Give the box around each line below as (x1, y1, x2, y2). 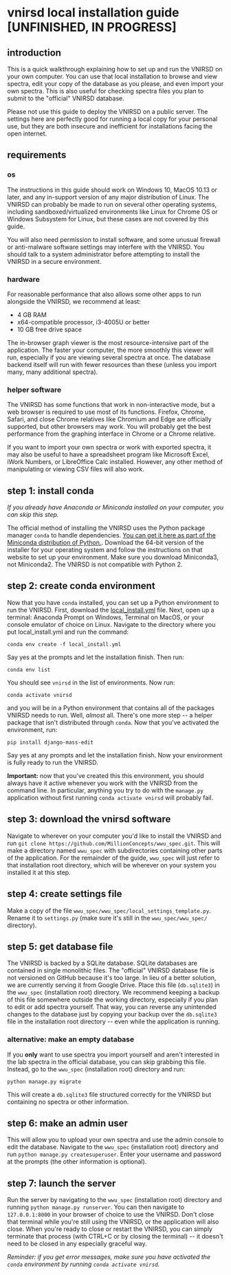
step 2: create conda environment (7, 580, 156, 592)
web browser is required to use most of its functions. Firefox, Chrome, (7, 408, 206, 417)
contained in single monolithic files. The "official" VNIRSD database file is (7, 966, 215, 975)
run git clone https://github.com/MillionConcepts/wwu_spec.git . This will (7, 839, 221, 847)
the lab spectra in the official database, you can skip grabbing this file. (7, 1057, 206, 1066)
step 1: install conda (7, 485, 94, 496)
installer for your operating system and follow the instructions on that (7, 546, 203, 554)
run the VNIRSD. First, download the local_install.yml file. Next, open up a (7, 606, 214, 614)
